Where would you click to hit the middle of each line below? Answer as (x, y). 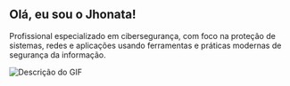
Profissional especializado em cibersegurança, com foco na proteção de (143, 35)
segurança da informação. (58, 55)
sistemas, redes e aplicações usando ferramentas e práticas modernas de (145, 45)
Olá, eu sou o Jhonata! (73, 15)
